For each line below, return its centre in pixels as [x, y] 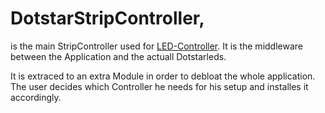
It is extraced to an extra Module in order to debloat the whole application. [163, 76]
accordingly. [36, 97]
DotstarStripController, [107, 18]
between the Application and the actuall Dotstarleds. [118, 56]
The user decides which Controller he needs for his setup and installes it [159, 86]
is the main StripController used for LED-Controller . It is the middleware [156, 46]
